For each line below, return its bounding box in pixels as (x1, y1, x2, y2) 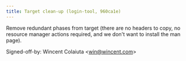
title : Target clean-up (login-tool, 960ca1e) (6, 8, 121, 15)
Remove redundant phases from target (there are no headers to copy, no (6, 24, 181, 31)
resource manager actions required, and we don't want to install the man (6, 30, 181, 38)
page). (6, 37, 22, 44)
